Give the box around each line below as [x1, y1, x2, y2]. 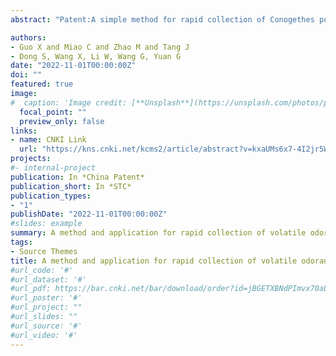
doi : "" [10, 70, 43, 80]
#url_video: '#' [10, 330, 78, 340]
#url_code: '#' [10, 265, 74, 275]
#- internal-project [10, 163, 97, 173]
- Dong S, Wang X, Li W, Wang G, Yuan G [10, 51, 182, 61]
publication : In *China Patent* [10, 172, 145, 182]
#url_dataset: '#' [10, 274, 87, 285]
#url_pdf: [10, 284, 52, 294]
